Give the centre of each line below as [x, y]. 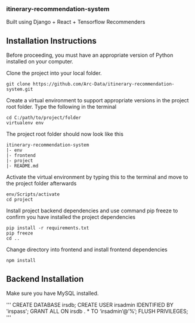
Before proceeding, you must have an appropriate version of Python [90, 55]
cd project [20, 200]
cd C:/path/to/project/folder [44, 118]
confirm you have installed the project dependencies [71, 217]
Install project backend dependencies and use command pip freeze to [92, 211]
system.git [20, 89]
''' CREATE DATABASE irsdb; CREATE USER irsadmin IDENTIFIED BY [90, 304]
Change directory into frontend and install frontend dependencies [87, 249]
